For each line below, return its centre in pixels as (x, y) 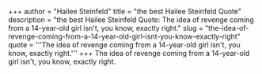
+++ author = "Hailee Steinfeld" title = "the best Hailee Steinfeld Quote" (125, 11)
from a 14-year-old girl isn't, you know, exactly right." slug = (106, 28)
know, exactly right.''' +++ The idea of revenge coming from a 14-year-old (129, 53)
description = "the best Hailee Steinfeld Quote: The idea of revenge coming (131, 20)
